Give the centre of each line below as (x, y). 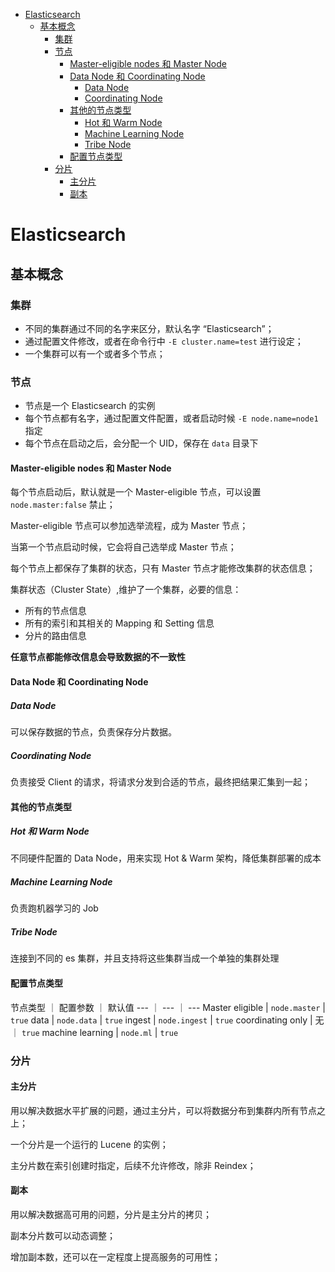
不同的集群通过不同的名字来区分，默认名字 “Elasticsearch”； (149, 328)
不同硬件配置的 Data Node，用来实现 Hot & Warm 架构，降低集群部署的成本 (166, 858)
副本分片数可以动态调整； (63, 1235)
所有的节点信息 (55, 611)
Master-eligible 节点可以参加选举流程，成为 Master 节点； (129, 526)
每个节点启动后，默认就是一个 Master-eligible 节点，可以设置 (136, 492)
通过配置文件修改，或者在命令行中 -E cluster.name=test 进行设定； (164, 341)
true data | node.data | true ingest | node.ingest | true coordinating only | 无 (167, 1020)
